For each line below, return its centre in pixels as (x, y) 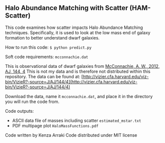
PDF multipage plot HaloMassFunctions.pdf (55, 125)
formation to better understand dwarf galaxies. (52, 38)
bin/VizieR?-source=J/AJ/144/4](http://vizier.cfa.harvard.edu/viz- (71, 82)
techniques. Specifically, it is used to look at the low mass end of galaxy (78, 32)
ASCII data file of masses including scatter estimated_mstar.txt (77, 120)
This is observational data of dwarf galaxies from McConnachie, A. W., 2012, (82, 66)
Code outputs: (20, 111)
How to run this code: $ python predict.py (48, 47)
